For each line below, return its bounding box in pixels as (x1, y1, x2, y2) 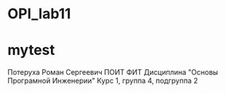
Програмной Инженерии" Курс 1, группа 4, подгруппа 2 (7, 76, 198, 86)
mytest (7, 41, 56, 60)
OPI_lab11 (7, 5, 72, 23)
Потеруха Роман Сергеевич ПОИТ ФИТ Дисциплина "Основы (7, 68, 219, 77)
